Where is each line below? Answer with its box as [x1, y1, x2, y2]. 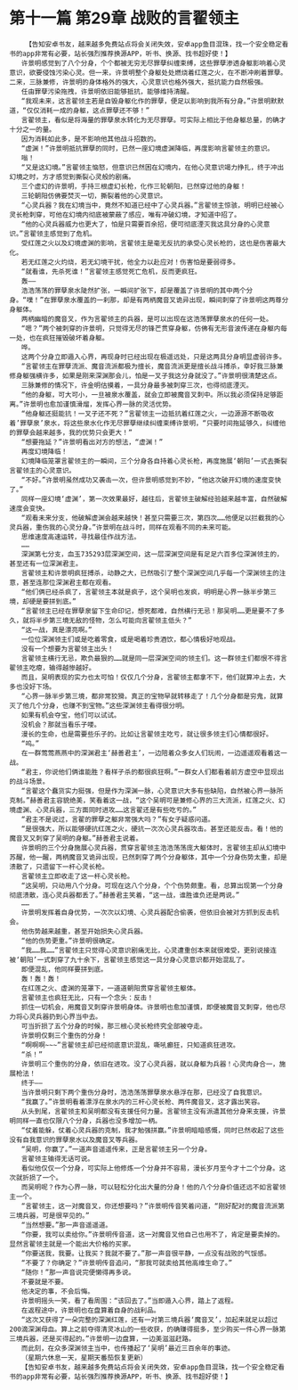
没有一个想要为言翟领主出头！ [20, 644, 114, 654]
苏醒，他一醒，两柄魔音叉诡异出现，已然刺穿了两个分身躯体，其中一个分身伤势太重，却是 [9, 852, 287, 861]
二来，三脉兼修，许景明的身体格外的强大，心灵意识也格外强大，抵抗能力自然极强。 [9, 78, 268, 86]
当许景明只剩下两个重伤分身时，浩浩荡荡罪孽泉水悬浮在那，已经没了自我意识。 [20, 1088, 267, 1097]
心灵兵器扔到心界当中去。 [21, 1012, 102, 1021]
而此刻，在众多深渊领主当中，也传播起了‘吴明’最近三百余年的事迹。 [20, 1344, 235, 1353]
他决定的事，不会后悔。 [20, 1287, 95, 1295]
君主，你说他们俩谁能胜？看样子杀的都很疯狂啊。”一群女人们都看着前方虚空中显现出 [25, 768, 285, 777]
